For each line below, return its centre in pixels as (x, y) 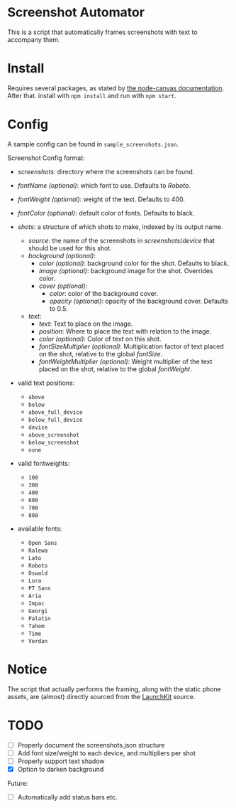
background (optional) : (62, 255)
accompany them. (34, 39)
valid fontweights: (44, 463)
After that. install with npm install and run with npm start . (92, 95)
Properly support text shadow (61, 761)
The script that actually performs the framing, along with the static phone (114, 689)
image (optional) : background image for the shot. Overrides (126, 270)
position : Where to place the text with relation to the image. (125, 331)
